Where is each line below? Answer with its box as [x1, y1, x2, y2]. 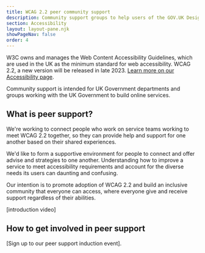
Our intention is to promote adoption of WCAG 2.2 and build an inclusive [6, 181, 188, 189]
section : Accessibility [6, 20, 67, 26]
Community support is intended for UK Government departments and [6, 85, 181, 92]
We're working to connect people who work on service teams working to [6, 125, 189, 133]
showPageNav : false [6, 32, 56, 38]
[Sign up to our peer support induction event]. [6, 240, 122, 247]
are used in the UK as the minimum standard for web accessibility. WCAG [6, 60, 191, 68]
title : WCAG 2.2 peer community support [6, 9, 111, 15]
